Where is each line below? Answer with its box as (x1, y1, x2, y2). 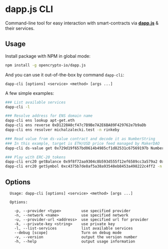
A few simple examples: (5, 90, 54, 96)
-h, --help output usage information (14, 239, 135, 244)
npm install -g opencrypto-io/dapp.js (5, 62, 86, 68)
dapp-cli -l (5, 104, 30, 109)
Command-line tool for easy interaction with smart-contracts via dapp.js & (5, 20, 159, 26)
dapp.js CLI (5, 3, 53, 15)
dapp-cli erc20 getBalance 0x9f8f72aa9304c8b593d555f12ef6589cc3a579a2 (5, 159, 157, 164)
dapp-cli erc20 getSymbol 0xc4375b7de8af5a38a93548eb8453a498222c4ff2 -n (5, 164, 162, 169)
